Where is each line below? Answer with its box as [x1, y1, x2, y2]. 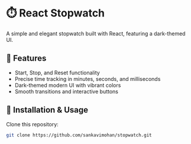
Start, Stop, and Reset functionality [14, 69, 101, 76]
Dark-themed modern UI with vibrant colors [14, 81, 121, 89]
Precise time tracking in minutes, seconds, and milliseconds [14, 75, 161, 82]
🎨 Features [6, 53, 47, 64]
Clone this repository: [6, 120, 59, 127]
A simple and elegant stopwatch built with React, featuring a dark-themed [6, 30, 186, 37]
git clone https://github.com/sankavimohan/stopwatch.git [6, 132, 152, 138]
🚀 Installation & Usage [6, 105, 89, 115]
